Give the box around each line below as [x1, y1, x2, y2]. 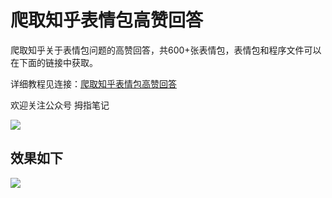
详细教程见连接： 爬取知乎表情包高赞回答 [10, 77, 177, 90]
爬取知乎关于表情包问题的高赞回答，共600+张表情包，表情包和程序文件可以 [10, 44, 322, 56]
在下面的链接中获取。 [10, 56, 98, 68]
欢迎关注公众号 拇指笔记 [10, 99, 110, 111]
